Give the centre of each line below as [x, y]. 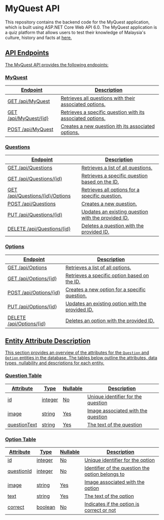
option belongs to [105, 474]
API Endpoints [27, 53]
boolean [46, 507]
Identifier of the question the [117, 468]
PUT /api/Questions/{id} [35, 215]
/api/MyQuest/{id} [28, 119]
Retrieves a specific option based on [107, 275]
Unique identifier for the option [120, 460]
